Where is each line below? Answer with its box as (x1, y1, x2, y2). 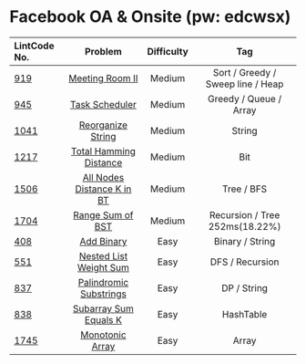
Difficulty (147, 45, 189, 57)
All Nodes (82, 171, 125, 183)
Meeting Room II (67, 71, 138, 84)
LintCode (14, 39, 55, 52)
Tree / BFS (221, 182, 268, 195)
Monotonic (80, 328, 127, 341)
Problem (85, 45, 123, 57)
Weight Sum (76, 261, 130, 274)
